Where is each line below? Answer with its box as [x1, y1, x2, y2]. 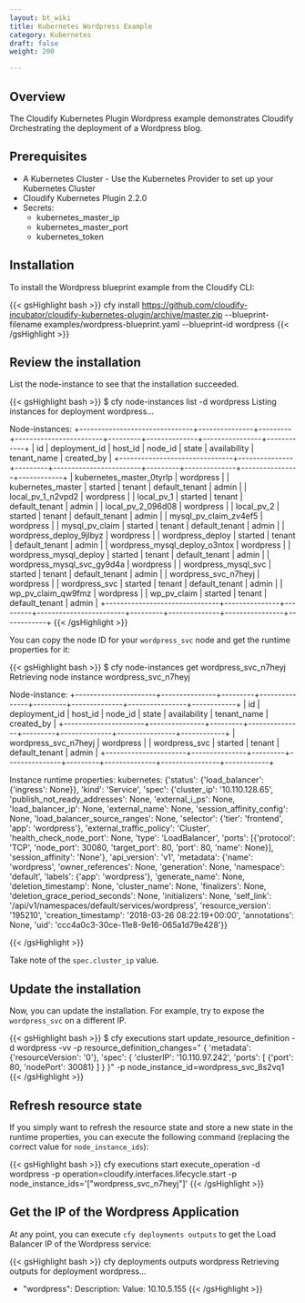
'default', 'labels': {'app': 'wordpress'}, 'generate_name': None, [9, 871, 246, 883]
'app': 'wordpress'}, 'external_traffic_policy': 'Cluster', [9, 823, 211, 833]
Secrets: [22, 202, 55, 213]
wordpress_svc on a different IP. [9, 1015, 127, 1026]
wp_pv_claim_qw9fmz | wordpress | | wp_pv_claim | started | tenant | [9, 588, 267, 599]
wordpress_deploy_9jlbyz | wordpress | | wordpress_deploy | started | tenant [9, 530, 296, 541]
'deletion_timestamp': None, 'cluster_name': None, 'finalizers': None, [9, 881, 267, 892]
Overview [9, 88, 66, 105]
